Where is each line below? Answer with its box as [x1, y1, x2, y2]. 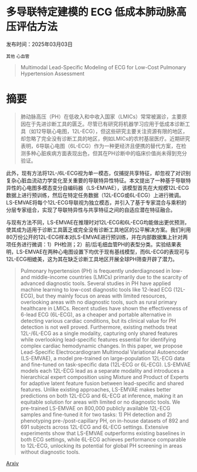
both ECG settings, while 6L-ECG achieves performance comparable [20, 436, 186, 443]
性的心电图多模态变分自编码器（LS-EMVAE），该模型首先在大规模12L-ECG [11, 184, 189, 191]
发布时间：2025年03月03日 [6, 41, 73, 48]
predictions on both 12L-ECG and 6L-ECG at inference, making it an [20, 392, 184, 399]
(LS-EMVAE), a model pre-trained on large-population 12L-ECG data [20, 354, 185, 361]
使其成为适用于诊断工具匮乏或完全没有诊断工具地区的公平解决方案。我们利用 [6, 226, 191, 233]
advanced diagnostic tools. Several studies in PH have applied [20, 280, 171, 287]
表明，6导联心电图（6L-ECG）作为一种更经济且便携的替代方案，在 [20, 142, 182, 149]
